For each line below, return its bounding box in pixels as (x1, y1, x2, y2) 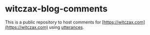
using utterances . (49, 24, 84, 30)
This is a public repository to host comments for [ (5, 19, 104, 25)
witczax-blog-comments (5, 3, 108, 14)
